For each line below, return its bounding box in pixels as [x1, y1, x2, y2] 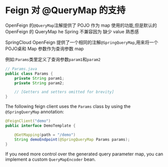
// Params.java [5, 66, 37, 71]
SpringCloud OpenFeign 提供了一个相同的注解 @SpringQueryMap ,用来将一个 [5, 39, 158, 45]
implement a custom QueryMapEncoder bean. [5, 156, 96, 162]
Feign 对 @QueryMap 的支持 [5, 5, 125, 16]
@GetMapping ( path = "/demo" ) [14, 132, 76, 137]
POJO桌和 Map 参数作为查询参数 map [5, 45, 84, 51]
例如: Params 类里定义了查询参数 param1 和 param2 [5, 56, 101, 62]
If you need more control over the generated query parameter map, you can [5, 151, 163, 157]
